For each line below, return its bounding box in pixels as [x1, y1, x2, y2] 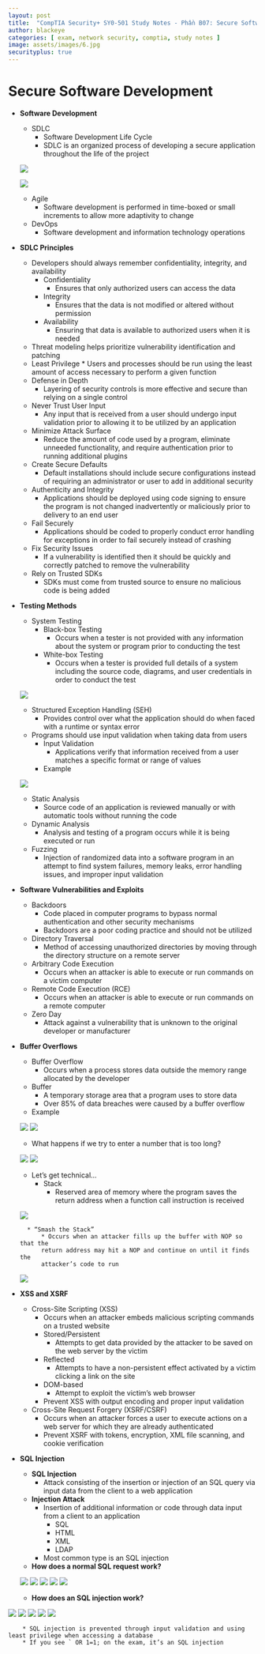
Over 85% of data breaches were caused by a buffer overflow [43, 1098, 245, 1108]
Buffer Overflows [19, 1041, 78, 1051]
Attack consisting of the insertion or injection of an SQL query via [43, 1477, 256, 1486]
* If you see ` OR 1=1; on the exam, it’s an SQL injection [22, 1638, 224, 1646]
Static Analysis [31, 793, 80, 803]
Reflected [43, 1354, 75, 1364]
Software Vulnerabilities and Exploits [19, 884, 144, 894]
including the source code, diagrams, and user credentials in [54, 666, 252, 676]
